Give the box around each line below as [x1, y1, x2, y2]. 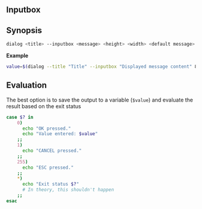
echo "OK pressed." [22, 126, 71, 132]
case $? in [6, 114, 34, 120]
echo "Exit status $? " [22, 181, 79, 187]
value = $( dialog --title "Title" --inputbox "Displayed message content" [6, 64, 192, 70]
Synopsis [6, 25, 42, 35]
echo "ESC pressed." [22, 165, 74, 171]
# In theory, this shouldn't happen [22, 187, 114, 193]
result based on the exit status [6, 102, 81, 110]
